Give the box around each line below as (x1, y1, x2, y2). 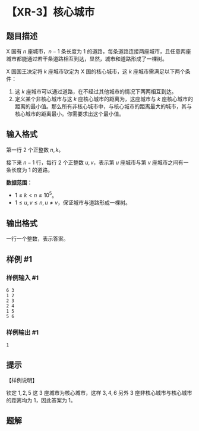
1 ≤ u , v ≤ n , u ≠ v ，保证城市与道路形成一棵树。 (14, 199, 131, 206)
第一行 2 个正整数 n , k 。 (6, 146, 64, 153)
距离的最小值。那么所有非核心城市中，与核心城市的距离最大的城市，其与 (14, 103, 192, 110)
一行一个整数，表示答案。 (6, 235, 69, 243)
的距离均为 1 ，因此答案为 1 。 (6, 397, 76, 404)
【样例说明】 (6, 377, 37, 384)
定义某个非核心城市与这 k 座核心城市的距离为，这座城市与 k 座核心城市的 (14, 96, 193, 102)
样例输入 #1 (6, 273, 39, 282)
